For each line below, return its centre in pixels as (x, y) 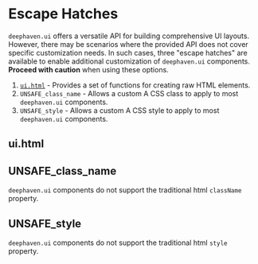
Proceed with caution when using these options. (88, 69)
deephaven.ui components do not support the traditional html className (125, 190)
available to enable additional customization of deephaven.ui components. (129, 61)
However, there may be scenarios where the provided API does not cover (128, 44)
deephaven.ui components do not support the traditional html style (118, 243)
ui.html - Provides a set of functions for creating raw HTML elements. (135, 85)
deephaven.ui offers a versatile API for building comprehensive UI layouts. (129, 36)
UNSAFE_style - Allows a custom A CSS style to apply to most (119, 110)
